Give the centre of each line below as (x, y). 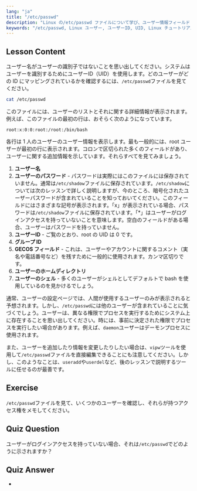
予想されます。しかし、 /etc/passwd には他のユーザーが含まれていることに (95, 305)
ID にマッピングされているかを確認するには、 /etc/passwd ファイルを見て (100, 81)
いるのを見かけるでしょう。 (63, 285)
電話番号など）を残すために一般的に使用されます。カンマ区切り (102, 256)
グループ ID (28, 241)
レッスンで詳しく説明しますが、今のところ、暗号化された (115, 190)
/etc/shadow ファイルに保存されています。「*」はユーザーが (106, 212)
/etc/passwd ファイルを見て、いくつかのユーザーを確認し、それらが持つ (92, 403)
